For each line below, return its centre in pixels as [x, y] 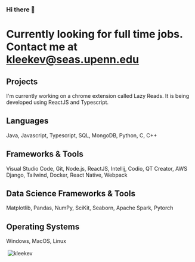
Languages [27, 121]
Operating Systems [43, 226]
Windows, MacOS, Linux [36, 241]
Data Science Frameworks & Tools [71, 193]
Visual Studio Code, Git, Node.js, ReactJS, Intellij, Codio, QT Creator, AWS [97, 168]
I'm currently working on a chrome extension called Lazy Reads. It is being [98, 95]
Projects [22, 81]
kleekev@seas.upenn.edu [72, 60]
